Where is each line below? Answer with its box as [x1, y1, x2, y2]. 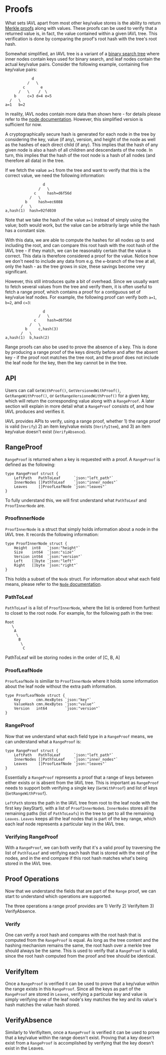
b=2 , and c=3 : [5, 299, 31, 305]
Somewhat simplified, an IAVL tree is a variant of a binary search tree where [5, 51, 160, 57]
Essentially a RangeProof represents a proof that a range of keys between [5, 774, 154, 780]
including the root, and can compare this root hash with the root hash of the [5, 242, 159, 248]
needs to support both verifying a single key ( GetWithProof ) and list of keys [5, 785, 158, 791]
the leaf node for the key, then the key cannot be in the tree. [5, 359, 127, 366]
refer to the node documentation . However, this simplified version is [5, 116, 143, 122]
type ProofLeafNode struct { [5, 693, 65, 698]
